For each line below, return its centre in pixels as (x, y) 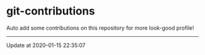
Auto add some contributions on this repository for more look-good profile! (100, 28)
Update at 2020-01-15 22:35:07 (46, 45)
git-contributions (51, 11)
